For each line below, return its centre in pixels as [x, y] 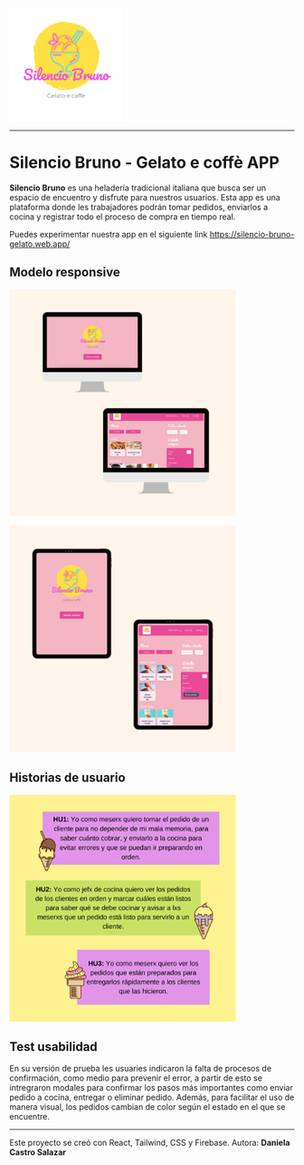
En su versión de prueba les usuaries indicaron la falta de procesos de [141, 1069]
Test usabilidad [53, 1047]
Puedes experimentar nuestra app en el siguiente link [109, 234]
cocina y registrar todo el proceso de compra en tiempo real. [123, 217]
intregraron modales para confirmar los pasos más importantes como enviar [152, 1088]
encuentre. [29, 1117]
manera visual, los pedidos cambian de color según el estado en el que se [147, 1107]
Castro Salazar [38, 1152]
